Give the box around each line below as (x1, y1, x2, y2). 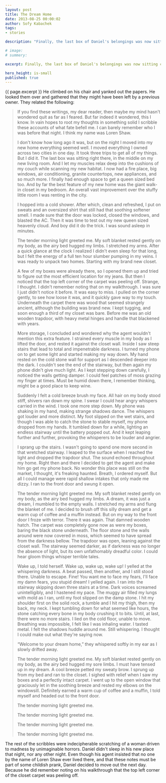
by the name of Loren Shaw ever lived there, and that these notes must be (5, 757, 156, 763)
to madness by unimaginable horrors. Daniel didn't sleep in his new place (5, 746, 154, 752)
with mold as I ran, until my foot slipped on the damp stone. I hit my (17, 595, 154, 601)
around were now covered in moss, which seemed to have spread (17, 533, 152, 538)
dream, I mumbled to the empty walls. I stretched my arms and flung (17, 501, 157, 507)
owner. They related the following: (5, 99, 75, 105)
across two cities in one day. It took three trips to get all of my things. (17, 150, 158, 156)
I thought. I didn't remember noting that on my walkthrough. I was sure (17, 284, 161, 290)
